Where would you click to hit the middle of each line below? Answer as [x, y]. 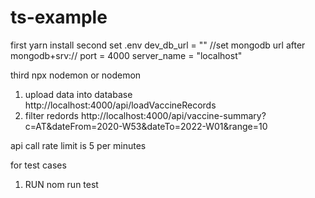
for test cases [38, 165]
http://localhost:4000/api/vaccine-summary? [173, 115]
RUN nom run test [61, 184]
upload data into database [78, 94]
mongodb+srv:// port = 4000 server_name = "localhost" [126, 55]
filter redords [51, 115]
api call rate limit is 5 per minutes [78, 145]
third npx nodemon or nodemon [76, 75]
